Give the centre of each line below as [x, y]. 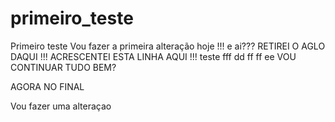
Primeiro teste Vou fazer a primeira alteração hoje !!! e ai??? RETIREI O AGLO [168, 46]
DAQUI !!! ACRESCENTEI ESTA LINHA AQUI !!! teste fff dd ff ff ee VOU [153, 56]
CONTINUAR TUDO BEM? [63, 67]
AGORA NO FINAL [47, 86]
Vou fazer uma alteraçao [61, 106]
